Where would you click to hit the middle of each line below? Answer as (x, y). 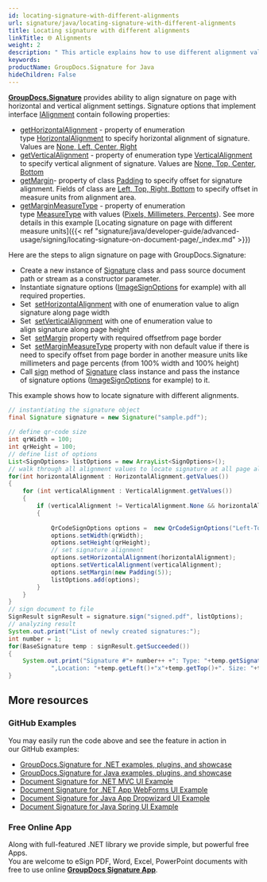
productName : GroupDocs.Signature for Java (81, 68)
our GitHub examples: (44, 749)
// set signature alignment (97, 550)
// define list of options (53, 454)
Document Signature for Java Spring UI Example (99, 807)
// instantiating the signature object (74, 410)
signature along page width (64, 312)
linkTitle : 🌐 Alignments (50, 38)
